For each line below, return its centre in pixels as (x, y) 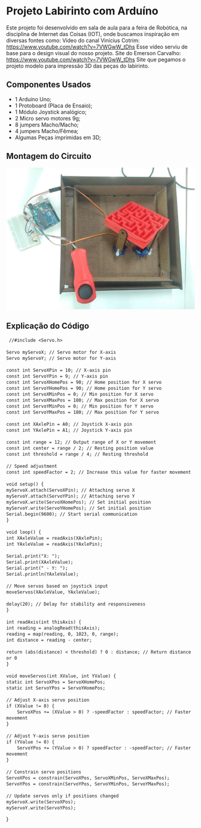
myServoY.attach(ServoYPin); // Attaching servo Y (71, 496)
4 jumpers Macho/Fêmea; (47, 131)
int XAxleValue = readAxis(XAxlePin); (54, 538)
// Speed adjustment (32, 466)
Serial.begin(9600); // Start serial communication (72, 514)
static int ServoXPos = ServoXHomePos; (56, 682)
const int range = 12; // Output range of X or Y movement (81, 442)
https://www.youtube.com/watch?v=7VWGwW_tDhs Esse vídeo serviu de (97, 47)
